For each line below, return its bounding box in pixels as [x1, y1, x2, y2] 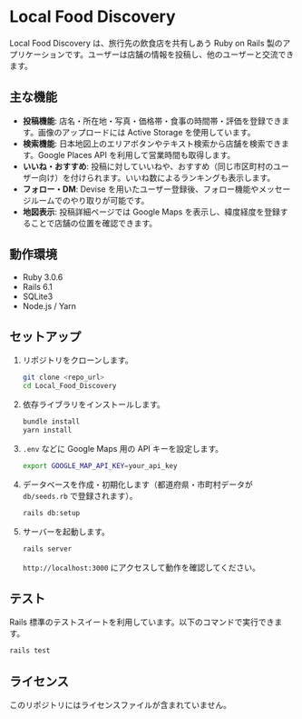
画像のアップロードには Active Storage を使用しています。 [37, 126, 256, 137]
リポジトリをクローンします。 [22, 355, 133, 365]
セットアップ [9, 329, 82, 345]
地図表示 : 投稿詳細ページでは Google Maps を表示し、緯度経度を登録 [22, 206, 281, 217]
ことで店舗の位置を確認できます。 [30, 217, 157, 228]
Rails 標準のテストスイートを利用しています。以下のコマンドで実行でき [9, 616, 275, 628]
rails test [9, 646, 51, 655]
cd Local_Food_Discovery [22, 382, 117, 391]
